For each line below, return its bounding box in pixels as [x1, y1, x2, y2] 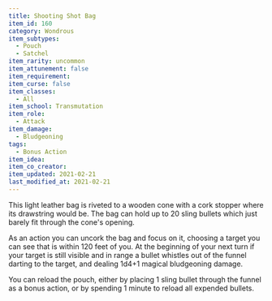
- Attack [15, 118, 45, 126]
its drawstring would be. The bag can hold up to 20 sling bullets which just [8, 209, 258, 218]
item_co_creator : [8, 163, 67, 171]
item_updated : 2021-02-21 [8, 170, 96, 178]
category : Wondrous [8, 27, 75, 35]
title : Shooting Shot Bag [8, 11, 96, 20]
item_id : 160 [8, 19, 53, 28]
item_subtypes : [8, 34, 60, 43]
